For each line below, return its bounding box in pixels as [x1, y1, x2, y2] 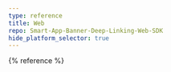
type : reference [8, 11, 63, 20]
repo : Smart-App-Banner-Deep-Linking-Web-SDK [8, 26, 163, 34]
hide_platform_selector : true [8, 34, 110, 42]
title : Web [8, 19, 45, 27]
